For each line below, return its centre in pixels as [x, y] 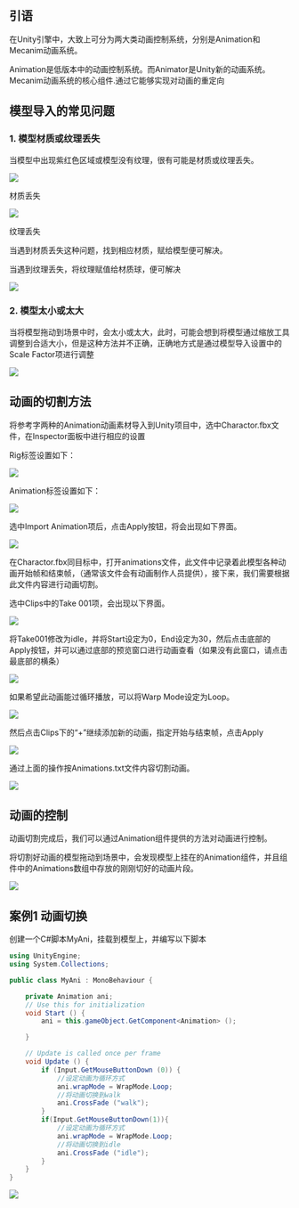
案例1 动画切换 [48, 916]
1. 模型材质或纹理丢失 [55, 139]
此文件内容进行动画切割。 [56, 584]
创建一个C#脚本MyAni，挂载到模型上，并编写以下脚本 [108, 939]
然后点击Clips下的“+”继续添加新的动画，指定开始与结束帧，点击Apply [137, 732]
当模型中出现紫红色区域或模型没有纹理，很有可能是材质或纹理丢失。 [134, 159]
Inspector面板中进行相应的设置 [89, 436]
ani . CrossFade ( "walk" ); [103, 1103]
